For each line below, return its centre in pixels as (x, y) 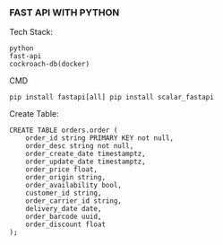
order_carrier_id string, (74, 201)
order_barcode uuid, (64, 217)
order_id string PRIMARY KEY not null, (100, 138)
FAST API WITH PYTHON (64, 13)
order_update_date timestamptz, (86, 162)
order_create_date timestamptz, (86, 154)
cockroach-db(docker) (50, 65)
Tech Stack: (31, 32)
